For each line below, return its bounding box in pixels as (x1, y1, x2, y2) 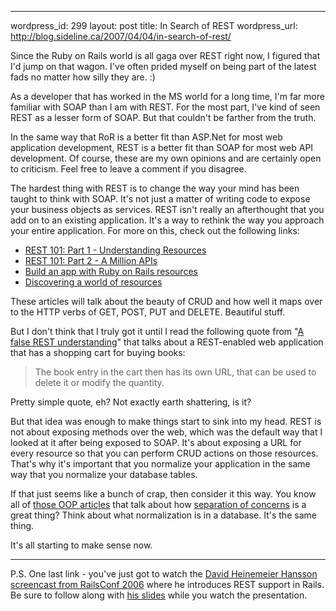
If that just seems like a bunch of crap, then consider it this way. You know (10, 488, 317, 500)
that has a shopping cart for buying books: (10, 347, 186, 358)
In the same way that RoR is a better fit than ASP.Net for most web (10, 131, 283, 143)
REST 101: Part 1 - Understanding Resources (24, 244, 207, 256)
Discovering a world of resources (24, 276, 163, 288)
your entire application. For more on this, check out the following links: (10, 225, 300, 236)
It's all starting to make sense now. (10, 539, 153, 551)
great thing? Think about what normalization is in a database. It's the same (10, 509, 317, 521)
